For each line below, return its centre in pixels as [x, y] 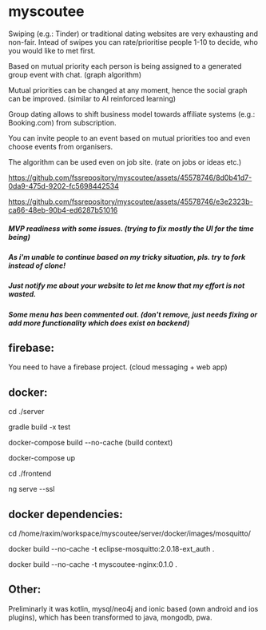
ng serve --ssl [32, 489]
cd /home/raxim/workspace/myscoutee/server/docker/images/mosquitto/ [130, 533]
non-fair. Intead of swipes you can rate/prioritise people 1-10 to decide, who [133, 42]
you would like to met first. [52, 50]
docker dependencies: [66, 514]
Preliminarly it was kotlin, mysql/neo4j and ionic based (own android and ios [133, 608]
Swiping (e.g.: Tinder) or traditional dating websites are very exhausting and [133, 34]
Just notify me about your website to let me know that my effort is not [127, 285]
